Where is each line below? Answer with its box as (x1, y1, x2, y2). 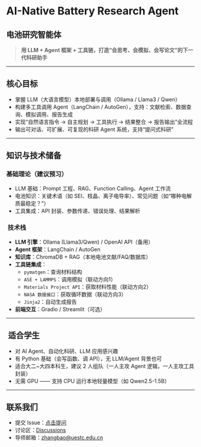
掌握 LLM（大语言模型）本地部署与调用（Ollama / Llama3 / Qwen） (14, 96, 181, 103)
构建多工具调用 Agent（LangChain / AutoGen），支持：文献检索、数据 (14, 103, 187, 110)
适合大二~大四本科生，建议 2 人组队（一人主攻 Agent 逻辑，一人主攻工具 (14, 362, 194, 369)
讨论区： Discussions (14, 427, 66, 434)
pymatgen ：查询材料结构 (23, 268, 83, 275)
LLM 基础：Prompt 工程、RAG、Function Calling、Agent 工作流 (14, 184, 171, 192)
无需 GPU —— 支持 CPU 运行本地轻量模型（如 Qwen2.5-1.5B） (14, 377, 170, 384)
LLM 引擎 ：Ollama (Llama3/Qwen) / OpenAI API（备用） (14, 238, 154, 245)
